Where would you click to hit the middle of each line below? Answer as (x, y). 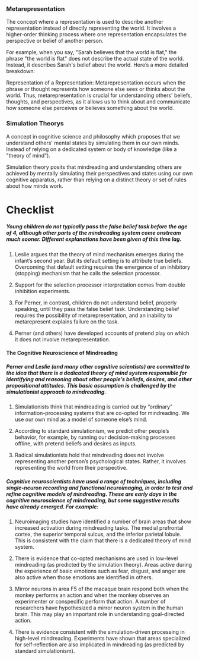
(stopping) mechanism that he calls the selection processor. (88, 273)
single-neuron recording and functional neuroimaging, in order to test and (99, 488)
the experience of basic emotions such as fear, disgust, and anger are (100, 571)
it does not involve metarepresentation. (62, 339)
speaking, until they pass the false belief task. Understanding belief (97, 309)
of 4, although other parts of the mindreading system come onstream (94, 233)
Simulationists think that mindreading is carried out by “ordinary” (94, 407)
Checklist (30, 210)
